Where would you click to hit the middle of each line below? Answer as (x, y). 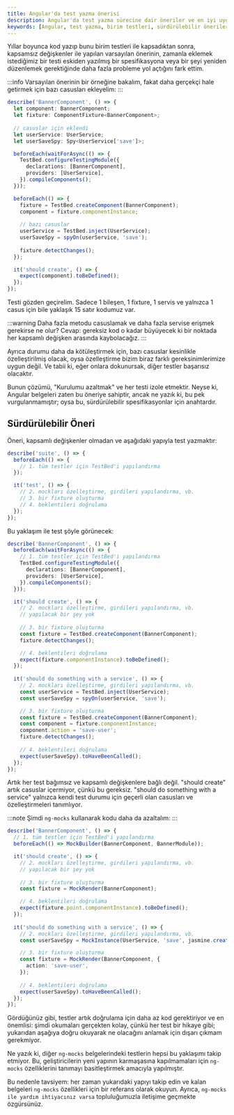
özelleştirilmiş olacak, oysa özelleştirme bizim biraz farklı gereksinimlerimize (116, 359)
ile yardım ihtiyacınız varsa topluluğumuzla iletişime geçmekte (102, 1097)
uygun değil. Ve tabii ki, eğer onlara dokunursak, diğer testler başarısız (109, 366)
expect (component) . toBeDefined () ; (70, 276)
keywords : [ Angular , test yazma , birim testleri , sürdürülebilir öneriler (118, 26)
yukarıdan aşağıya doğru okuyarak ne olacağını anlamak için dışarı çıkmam (115, 1033)
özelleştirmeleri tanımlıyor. (45, 804)
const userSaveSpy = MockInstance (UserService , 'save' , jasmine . (117, 940)
